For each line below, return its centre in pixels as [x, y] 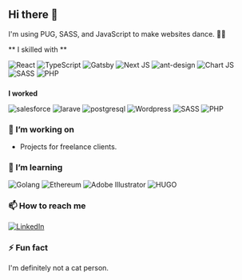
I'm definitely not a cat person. [59, 267]
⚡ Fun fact [28, 247]
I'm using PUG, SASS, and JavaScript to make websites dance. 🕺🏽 [117, 34]
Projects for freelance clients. [68, 147]
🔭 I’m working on [41, 129]
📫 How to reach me [47, 206]
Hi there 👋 [33, 15]
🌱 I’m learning [36, 167]
